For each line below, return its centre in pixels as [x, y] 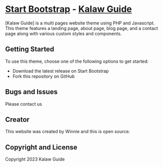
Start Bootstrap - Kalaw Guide [68, 9]
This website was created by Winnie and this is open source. [68, 132]
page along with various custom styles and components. [63, 33]
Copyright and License [41, 147]
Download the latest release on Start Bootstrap [60, 71]
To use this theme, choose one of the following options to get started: [77, 61]
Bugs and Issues [31, 92]
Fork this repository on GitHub [43, 76]
